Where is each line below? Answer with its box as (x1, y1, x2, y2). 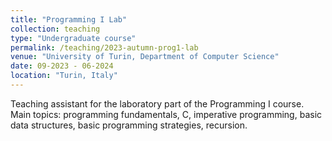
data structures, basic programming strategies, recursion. (10, 119, 248, 131)
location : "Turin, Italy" (10, 71, 118, 81)
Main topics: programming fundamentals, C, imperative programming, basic (10, 108, 323, 120)
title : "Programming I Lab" (10, 14, 128, 25)
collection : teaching (10, 24, 101, 34)
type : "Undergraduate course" (10, 33, 137, 43)
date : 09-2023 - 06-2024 (10, 61, 114, 71)
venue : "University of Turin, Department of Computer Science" (10, 52, 280, 62)
